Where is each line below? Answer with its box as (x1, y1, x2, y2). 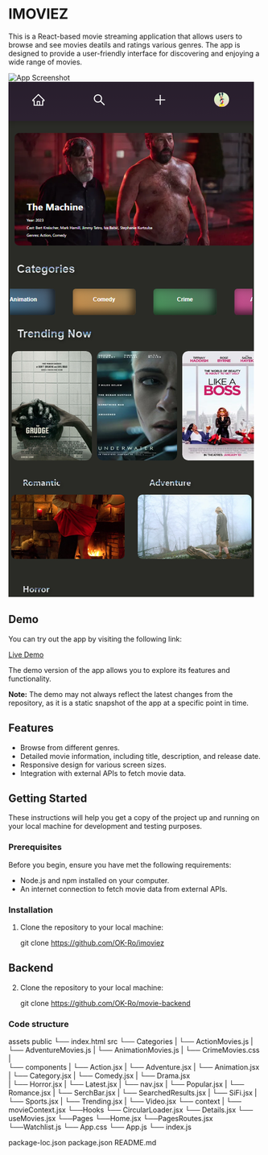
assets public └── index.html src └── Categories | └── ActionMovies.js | (8, 1037, 254, 1046)
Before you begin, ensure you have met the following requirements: (8, 860, 232, 869)
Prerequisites (8, 842, 62, 853)
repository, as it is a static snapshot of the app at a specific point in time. (8, 698, 249, 707)
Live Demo (8, 650, 44, 659)
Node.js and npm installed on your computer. (19, 875, 170, 885)
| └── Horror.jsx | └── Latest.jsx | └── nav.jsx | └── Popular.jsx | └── (8, 1079, 245, 1089)
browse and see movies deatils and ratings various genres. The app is (8, 39, 241, 49)
